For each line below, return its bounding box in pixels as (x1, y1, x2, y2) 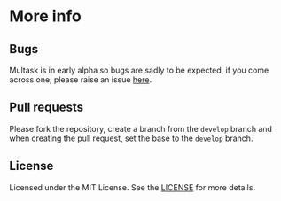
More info (9, 6, 82, 27)
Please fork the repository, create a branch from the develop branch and (9, 123, 273, 134)
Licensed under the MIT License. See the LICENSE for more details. (9, 182, 255, 192)
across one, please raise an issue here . (9, 74, 152, 85)
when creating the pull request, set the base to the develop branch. (9, 133, 254, 143)
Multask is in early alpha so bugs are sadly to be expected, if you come (9, 65, 269, 75)
